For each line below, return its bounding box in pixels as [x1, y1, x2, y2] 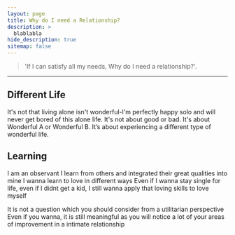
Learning [7, 150, 48, 162]
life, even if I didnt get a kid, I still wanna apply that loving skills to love [7, 184, 209, 192]
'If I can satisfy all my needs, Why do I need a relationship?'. [24, 62, 197, 70]
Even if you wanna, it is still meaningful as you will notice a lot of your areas [7, 212, 225, 221]
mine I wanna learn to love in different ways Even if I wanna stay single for [7, 176, 221, 184]
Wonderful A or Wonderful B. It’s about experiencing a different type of [7, 122, 211, 130]
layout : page [7, 10, 45, 18]
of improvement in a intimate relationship [7, 220, 125, 228]
